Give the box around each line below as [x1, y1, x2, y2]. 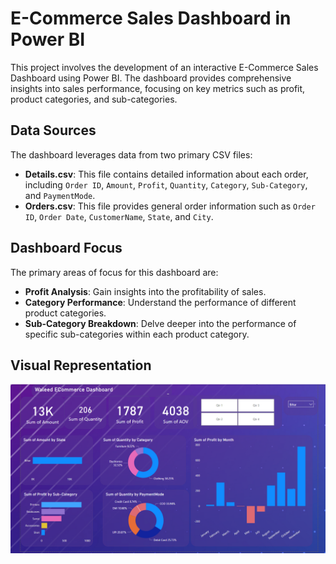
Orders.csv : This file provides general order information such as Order [24, 200, 316, 212]
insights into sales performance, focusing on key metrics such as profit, [10, 82, 306, 94]
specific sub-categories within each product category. [24, 328, 250, 340]
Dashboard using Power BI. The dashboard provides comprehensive [10, 72, 292, 84]
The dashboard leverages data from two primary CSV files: [10, 148, 253, 161]
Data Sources [10, 122, 97, 139]
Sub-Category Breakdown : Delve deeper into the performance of [24, 317, 297, 329]
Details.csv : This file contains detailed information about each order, [24, 168, 309, 180]
